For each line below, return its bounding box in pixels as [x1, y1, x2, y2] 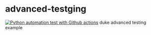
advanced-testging [5, 3, 87, 15]
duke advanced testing [99, 19, 147, 25]
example [5, 24, 23, 30]
